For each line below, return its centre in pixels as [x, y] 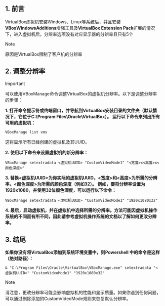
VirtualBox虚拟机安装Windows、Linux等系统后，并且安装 [63, 22]
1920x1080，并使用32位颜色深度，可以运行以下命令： [61, 190]
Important [15, 84]
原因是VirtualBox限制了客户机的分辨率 [44, 54]
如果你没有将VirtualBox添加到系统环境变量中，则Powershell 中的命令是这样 [82, 252]
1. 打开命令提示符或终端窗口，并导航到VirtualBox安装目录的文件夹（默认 [79, 110]
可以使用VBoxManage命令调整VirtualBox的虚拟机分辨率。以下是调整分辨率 [81, 93]
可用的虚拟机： [20, 123]
